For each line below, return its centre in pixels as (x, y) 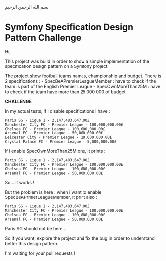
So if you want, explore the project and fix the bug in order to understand (80, 238)
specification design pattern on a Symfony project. (57, 66)
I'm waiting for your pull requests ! (40, 253)
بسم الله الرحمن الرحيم (27, 7)
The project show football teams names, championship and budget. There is (83, 76)
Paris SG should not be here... (36, 228)
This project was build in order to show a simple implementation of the (77, 61)
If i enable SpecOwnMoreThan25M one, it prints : (55, 151)
